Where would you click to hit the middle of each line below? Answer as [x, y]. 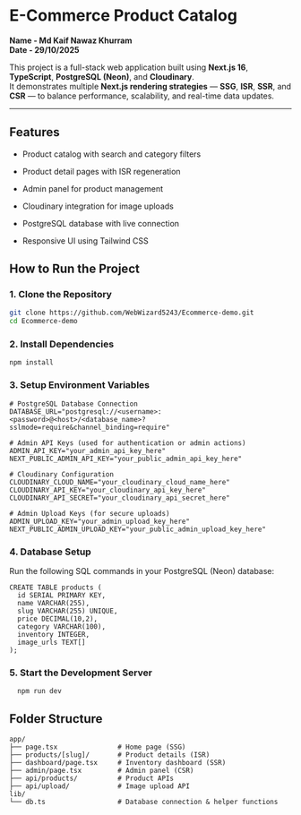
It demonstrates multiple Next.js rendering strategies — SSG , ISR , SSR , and [150, 86]
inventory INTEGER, [54, 635]
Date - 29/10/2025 [44, 49]
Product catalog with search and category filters [112, 154]
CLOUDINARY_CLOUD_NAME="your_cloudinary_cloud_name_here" [120, 482]
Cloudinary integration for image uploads [98, 206]
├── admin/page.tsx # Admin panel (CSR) [102, 771]
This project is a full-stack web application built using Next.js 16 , [129, 67]
